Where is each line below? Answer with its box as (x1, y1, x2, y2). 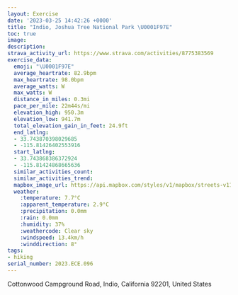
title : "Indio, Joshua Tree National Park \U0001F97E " (7, 23, 173, 30)
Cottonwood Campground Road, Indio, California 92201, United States (7, 279, 212, 288)
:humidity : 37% (20, 221, 65, 228)
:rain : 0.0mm (20, 214, 59, 221)
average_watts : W (13, 83, 65, 90)
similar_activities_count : (13, 168, 93, 175)
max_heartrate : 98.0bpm (13, 76, 84, 83)
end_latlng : (13, 129, 50, 136)
